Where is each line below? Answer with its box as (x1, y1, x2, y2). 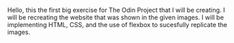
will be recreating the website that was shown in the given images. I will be (7, 13, 224, 21)
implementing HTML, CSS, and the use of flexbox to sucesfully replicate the (7, 21, 228, 28)
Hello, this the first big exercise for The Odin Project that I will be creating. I (7, 6, 226, 14)
